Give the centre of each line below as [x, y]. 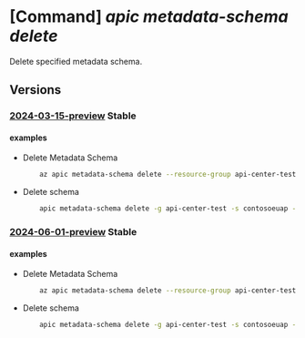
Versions [36, 90]
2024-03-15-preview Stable [73, 116]
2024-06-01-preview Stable [73, 232]
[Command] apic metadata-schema [149, 17]
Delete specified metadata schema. [76, 61]
